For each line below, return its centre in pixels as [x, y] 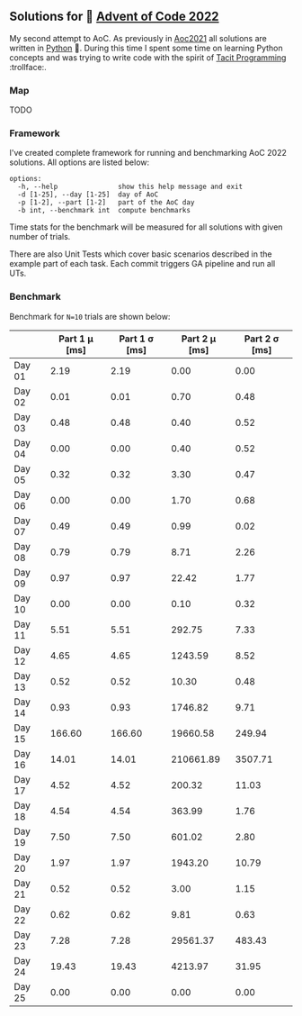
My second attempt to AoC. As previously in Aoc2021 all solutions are [138, 38]
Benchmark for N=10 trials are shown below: [90, 316]
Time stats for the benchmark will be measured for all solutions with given [146, 227]
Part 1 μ [75, 339]
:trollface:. [28, 67]
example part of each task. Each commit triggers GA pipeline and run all [142, 264]
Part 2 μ [199, 339]
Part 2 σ [262, 339]
